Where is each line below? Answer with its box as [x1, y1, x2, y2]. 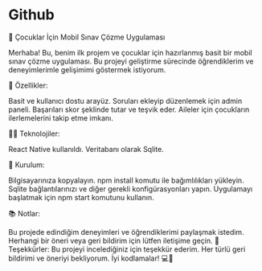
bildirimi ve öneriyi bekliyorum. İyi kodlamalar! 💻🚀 [8, 253, 174, 263]
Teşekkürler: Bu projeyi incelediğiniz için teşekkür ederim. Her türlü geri [8, 244, 246, 254]
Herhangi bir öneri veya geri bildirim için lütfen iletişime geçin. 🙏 [8, 236, 219, 245]
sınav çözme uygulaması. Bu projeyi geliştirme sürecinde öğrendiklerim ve [8, 56, 254, 66]
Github [8, 6, 55, 24]
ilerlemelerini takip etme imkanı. [8, 113, 114, 122]
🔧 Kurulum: [8, 159, 45, 170]
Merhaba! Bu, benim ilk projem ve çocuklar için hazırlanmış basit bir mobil [8, 47, 252, 57]
